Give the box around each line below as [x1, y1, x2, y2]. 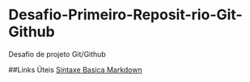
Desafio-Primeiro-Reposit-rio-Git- [8, 6, 243, 24]
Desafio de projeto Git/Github [8, 49, 107, 59]
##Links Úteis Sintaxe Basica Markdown [8, 64, 143, 74]
